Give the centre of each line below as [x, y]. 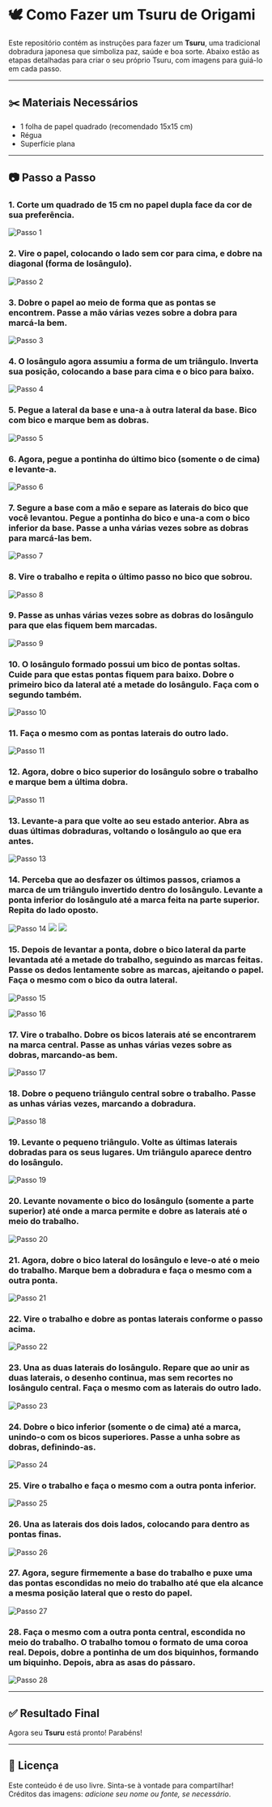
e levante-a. [33, 469]
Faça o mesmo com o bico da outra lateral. [93, 980]
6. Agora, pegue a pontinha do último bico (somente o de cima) [134, 459]
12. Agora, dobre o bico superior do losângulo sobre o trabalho [134, 772]
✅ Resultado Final [54, 1713]
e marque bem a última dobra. [68, 782]
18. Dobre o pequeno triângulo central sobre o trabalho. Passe [132, 1093]
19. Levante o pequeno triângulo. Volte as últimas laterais [123, 1142]
